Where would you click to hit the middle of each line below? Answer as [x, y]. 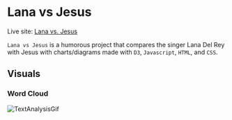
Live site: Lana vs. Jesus [42, 31]
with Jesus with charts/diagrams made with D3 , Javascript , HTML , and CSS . [113, 52]
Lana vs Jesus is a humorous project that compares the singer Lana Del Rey [116, 44]
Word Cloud [28, 94]
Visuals [24, 74]
